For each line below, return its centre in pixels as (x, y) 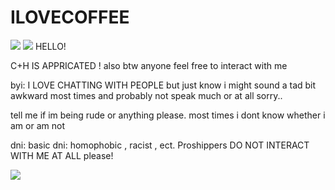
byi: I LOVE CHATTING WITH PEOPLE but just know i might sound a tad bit (163, 85)
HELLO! (50, 46)
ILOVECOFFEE (70, 17)
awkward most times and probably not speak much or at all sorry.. (146, 95)
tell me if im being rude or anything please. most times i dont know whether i (168, 115)
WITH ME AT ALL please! (62, 155)
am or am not (37, 125)
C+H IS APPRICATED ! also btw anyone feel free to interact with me (149, 65)
